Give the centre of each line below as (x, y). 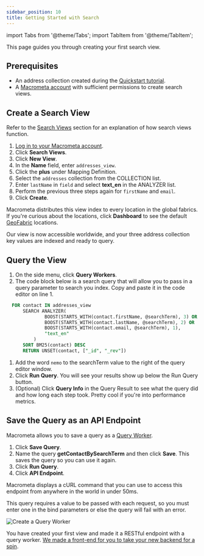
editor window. (34, 369)
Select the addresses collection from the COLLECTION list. (88, 178)
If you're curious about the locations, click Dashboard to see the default (97, 216)
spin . (12, 546)
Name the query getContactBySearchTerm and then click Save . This (102, 453)
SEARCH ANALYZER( (44, 311)
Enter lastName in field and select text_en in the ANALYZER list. (96, 185)
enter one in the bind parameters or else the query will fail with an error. (96, 510)
